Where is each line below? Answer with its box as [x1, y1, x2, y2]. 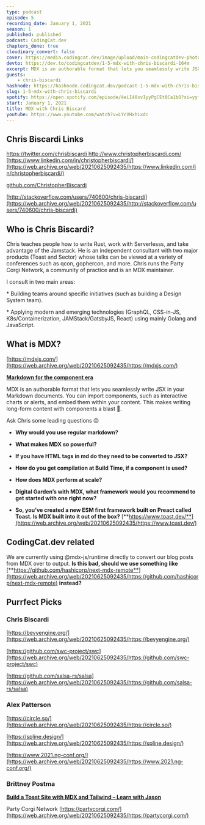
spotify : [6, 94, 29, 100]
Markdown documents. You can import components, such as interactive [6, 392, 187, 399]
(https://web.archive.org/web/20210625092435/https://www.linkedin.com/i [6, 163, 196, 171]
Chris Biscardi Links [6, 134, 84, 144]
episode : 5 [6, 15, 34, 21]
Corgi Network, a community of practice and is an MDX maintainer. [6, 267, 175, 273]
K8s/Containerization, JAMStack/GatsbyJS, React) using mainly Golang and [6, 315, 197, 322]
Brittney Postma [6, 779, 56, 788]
